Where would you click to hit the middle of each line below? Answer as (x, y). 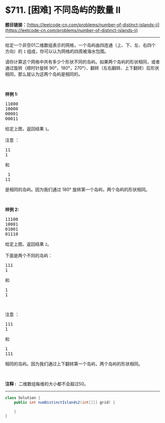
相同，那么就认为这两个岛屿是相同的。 (44, 74)
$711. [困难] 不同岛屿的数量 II (63, 10)
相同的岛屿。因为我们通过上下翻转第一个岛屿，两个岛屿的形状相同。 (74, 364)
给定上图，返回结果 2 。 (28, 244)
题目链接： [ (17, 25)
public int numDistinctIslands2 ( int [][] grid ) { (65, 402)
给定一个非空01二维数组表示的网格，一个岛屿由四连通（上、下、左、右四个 (81, 45)
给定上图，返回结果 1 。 (28, 128)
